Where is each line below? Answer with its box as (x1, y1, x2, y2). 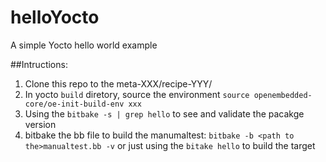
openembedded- (253, 90, 313, 100)
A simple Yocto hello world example (10, 39, 158, 51)
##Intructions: (10, 58, 68, 70)
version (24, 118, 57, 130)
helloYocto (10, 6, 100, 29)
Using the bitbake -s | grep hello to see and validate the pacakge (24, 107, 305, 120)
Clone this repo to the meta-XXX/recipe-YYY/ (24, 77, 213, 90)
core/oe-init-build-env (24, 99, 125, 109)
